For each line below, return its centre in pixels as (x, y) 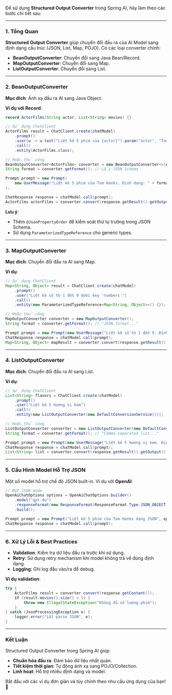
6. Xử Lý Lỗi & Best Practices (41, 541)
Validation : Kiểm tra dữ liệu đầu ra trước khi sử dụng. (69, 553)
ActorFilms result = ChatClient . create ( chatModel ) (60, 131)
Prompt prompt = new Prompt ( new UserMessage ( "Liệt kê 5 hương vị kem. (82, 443)
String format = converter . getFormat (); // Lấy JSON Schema (72, 169)
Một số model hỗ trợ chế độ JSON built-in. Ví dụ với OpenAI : (69, 481)
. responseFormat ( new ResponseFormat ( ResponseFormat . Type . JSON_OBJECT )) (92, 505)
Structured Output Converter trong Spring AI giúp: (58, 651)
